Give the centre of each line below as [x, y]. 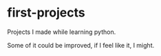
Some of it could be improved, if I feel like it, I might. [81, 45]
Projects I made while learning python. [62, 32]
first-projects [46, 13]
